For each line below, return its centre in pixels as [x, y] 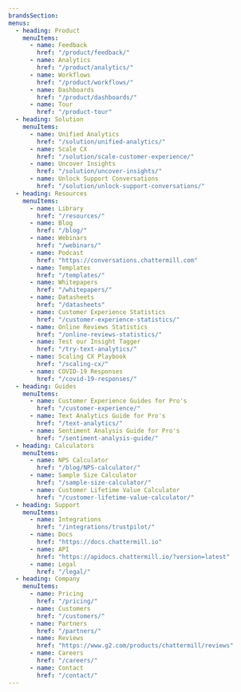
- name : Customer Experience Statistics [97, 312]
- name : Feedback [58, 45]
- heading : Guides [46, 386]
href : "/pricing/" [67, 601]
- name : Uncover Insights [72, 164]
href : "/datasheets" [71, 305]
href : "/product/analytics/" [85, 68]
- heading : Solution [49, 120]
